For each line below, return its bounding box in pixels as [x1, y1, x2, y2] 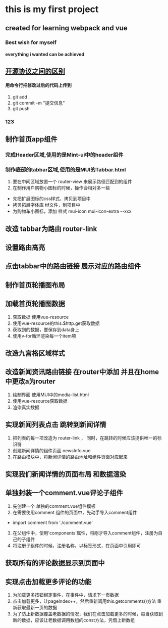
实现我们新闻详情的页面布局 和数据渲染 [5, 470, 126, 478]
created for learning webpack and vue [5, 24, 128, 32]
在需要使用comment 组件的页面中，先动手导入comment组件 [12, 509, 137, 515]
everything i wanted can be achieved [5, 52, 85, 58]
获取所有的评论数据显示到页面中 [5, 559, 105, 567]
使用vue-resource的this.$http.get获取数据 [12, 320, 100, 326]
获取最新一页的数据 [17, 605, 57, 611]
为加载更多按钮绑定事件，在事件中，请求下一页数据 [12, 592, 119, 598]
